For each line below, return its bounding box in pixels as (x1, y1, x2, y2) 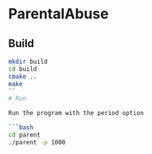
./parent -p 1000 (8, 138, 66, 146)
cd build (8, 65, 37, 73)
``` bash (8, 124, 34, 132)
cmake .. (8, 73, 37, 81)
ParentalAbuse (8, 5, 109, 23)
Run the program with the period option (8, 109, 145, 117)
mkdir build (8, 57, 48, 65)
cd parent (8, 131, 41, 139)
